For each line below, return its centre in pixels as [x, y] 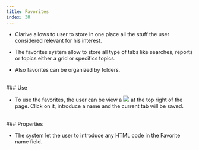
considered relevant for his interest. [58, 40]
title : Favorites [28, 12]
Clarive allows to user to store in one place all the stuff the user [92, 34]
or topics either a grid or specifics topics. [65, 58]
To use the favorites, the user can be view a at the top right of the [99, 100]
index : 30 [18, 17]
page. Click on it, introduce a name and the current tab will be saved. [99, 106]
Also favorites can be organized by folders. [67, 69]
